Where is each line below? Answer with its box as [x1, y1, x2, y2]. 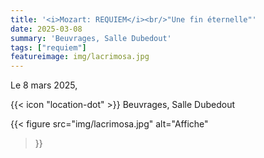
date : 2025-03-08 [10, 24, 83, 34]
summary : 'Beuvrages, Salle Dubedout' [10, 33, 172, 43]
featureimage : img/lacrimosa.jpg [10, 52, 150, 62]
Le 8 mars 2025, [10, 79, 78, 91]
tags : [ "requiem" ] [10, 42, 87, 53]
